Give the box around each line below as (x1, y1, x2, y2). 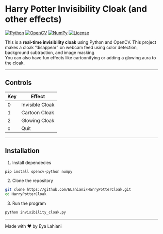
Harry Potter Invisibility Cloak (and (5, 3, 147, 15)
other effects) (5, 14, 62, 25)
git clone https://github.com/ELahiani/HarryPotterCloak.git (5, 187, 131, 192)
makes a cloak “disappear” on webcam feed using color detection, (5, 44, 138, 50)
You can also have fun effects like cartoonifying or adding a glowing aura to (5, 54, 156, 60)
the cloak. (5, 60, 25, 66)
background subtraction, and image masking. (5, 50, 96, 55)
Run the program (12, 200, 46, 206)
